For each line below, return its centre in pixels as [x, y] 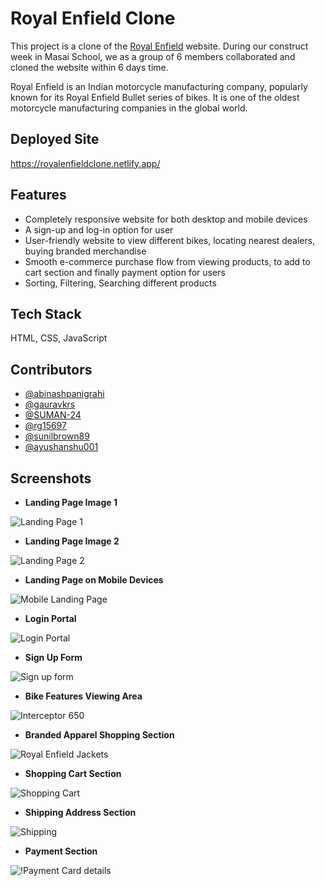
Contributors [51, 369]
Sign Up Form [53, 657]
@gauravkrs [50, 404]
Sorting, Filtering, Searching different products [120, 283]
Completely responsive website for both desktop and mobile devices [166, 219]
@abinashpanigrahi [64, 394]
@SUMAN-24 [53, 415]
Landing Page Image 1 [71, 502]
